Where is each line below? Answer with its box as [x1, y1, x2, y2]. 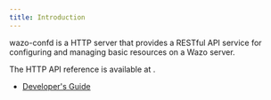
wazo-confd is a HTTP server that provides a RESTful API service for [9, 37, 262, 48]
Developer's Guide [21, 81, 91, 91]
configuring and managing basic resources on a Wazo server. [9, 46, 235, 58]
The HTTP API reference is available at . [9, 64, 156, 74]
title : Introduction [9, 12, 86, 22]
